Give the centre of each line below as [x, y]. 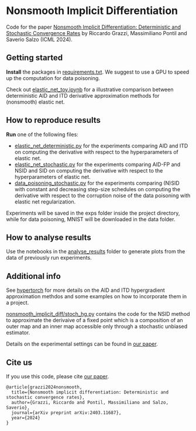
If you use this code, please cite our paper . [58, 376]
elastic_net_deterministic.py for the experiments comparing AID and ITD [101, 146]
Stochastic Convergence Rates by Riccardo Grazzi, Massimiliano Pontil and [97, 33]
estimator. [18, 333]
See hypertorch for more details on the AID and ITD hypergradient [85, 290]
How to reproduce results [53, 120]
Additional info [34, 276]
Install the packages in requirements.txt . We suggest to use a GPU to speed [98, 72]
